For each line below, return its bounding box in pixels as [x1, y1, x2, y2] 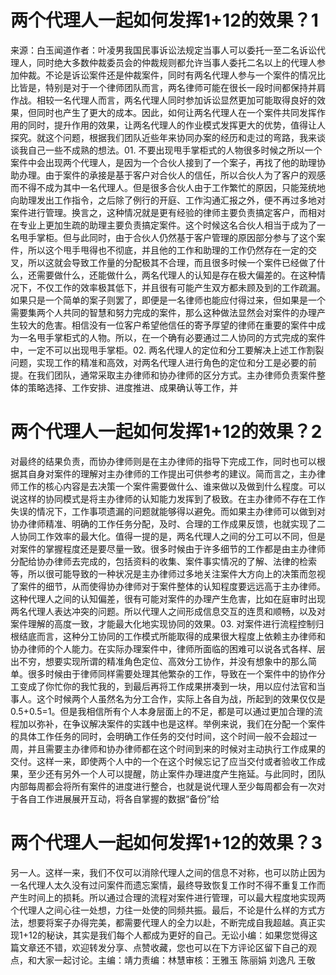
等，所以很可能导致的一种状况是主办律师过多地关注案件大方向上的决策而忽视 [10, 567, 326, 580]
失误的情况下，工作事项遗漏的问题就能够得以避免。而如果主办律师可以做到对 [10, 505, 326, 517]
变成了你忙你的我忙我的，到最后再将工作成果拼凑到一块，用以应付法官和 [18, 680, 317, 692]
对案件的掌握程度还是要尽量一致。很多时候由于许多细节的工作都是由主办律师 [10, 542, 326, 555]
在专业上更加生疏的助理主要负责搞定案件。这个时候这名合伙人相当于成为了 [10, 219, 317, 231]
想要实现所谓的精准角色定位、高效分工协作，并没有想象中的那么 [44, 655, 308, 667]
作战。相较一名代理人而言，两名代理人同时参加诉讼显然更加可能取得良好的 [10, 94, 317, 106]
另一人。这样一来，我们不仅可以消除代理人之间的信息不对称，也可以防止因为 [10, 866, 326, 878]
